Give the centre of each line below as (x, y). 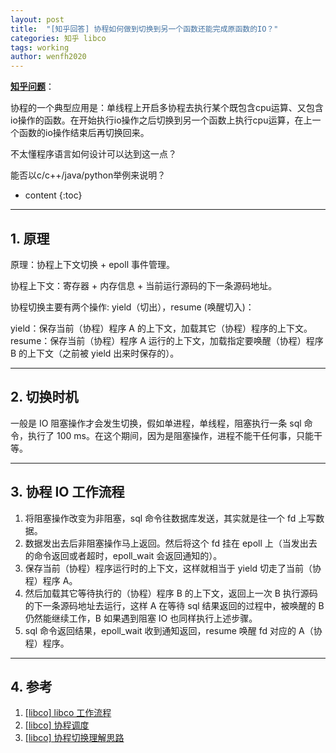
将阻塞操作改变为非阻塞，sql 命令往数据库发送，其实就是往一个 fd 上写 (170, 518)
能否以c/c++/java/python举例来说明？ (88, 175)
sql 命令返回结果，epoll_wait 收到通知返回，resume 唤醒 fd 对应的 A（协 (173, 630)
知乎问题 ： (32, 87)
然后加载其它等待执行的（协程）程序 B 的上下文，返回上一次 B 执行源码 (171, 593)
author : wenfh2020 (48, 57)
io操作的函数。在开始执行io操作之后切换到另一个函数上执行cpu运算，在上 (161, 120)
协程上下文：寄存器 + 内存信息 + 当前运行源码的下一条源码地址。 (144, 285)
